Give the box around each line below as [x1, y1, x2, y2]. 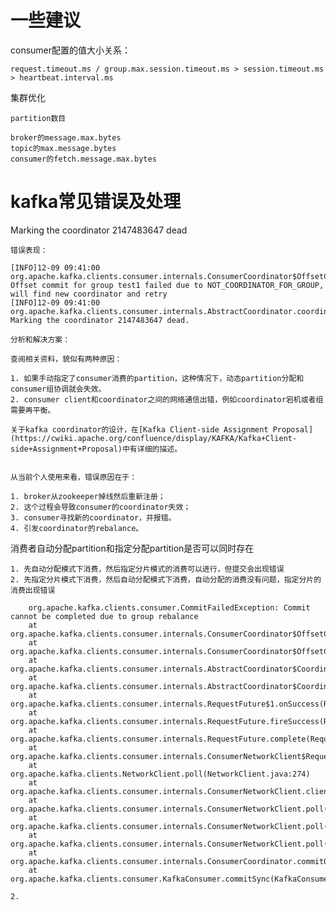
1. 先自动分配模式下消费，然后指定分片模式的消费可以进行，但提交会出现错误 [10, 564, 285, 574]
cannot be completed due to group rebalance [10, 611, 199, 621]
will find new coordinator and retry [10, 289, 168, 299]
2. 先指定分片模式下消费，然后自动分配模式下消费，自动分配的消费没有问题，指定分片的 [10, 574, 322, 585]
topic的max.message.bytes [10, 143, 117, 153]
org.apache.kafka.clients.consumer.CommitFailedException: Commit [28, 602, 311, 613]
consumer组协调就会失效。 [10, 384, 107, 394]
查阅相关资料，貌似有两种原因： [10, 354, 123, 364]
